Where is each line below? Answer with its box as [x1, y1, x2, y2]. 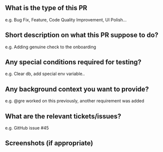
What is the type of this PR [5, 4, 87, 12]
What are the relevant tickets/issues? [5, 112, 122, 120]
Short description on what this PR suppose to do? [5, 31, 159, 39]
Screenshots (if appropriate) [5, 139, 94, 148]
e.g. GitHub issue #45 [5, 125, 49, 131]
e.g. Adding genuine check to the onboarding [5, 44, 97, 50]
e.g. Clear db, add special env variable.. [5, 71, 85, 77]
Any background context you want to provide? [5, 85, 149, 93]
